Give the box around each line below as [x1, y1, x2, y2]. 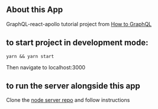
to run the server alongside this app [6, 81, 140, 91]
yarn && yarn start [6, 53, 54, 59]
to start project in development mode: [6, 38, 149, 48]
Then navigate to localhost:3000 [6, 63, 86, 70]
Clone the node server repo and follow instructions [6, 97, 130, 104]
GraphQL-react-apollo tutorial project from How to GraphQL [6, 20, 152, 27]
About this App [6, 5, 63, 15]
